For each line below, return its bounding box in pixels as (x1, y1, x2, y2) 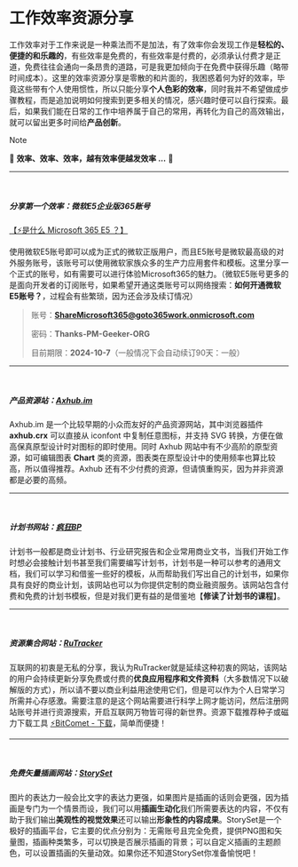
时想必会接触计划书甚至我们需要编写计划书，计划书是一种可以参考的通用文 (9, 557, 281, 568)
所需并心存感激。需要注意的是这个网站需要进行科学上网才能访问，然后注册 (9, 695, 281, 706)
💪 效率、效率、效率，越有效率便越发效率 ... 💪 (9, 153, 174, 163)
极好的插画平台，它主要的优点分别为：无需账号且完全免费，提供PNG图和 (9, 825, 275, 836)
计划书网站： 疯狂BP (9, 521, 82, 533)
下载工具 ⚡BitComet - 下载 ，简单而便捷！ (16, 717, 168, 728)
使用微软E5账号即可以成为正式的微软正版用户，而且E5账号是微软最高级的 (9, 246, 277, 257)
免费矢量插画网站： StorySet (9, 768, 113, 778)
